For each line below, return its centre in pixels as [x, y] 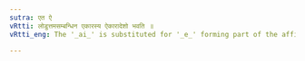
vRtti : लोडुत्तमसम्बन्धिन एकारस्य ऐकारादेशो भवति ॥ [82, 26]
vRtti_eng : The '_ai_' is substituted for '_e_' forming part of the [144, 34]
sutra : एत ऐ [31, 17]
